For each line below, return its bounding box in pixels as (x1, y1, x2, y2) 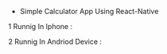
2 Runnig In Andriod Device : (8, 37, 102, 46)
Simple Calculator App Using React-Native (19, 7, 159, 16)
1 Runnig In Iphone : (8, 22, 73, 31)
